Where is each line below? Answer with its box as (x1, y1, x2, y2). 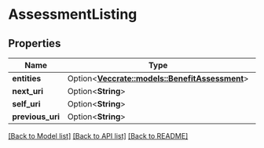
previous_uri (12, 111, 60, 122)
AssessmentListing (8, 5, 137, 23)
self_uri (12, 99, 41, 109)
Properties (8, 37, 61, 50)
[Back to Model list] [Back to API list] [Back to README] (8, 132, 189, 140)
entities (12, 73, 42, 84)
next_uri (12, 86, 44, 96)
